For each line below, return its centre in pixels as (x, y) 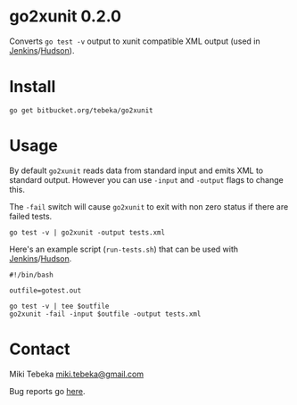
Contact (40, 349)
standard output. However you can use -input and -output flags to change (146, 179)
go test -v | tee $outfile (59, 306)
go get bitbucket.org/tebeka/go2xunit (81, 110)
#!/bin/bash (31, 275)
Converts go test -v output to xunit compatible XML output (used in (135, 41)
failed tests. (31, 216)
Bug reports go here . (47, 391)
